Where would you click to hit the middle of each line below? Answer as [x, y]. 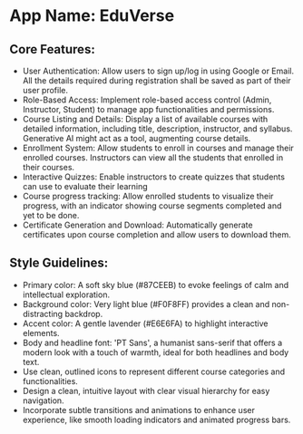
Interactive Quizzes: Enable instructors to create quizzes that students [154, 177]
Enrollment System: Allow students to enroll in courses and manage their [158, 148]
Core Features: [52, 49]
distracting [43, 313]
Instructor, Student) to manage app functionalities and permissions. [148, 109]
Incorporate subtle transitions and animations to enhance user [139, 410]
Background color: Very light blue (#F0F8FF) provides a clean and [146, 304]
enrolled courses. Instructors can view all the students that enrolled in [153, 158]
